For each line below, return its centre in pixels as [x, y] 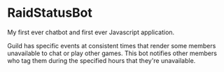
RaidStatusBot [50, 13]
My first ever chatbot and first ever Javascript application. [91, 32]
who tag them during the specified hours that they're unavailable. [101, 60]
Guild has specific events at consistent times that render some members [112, 45]
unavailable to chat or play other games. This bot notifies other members [112, 53]
